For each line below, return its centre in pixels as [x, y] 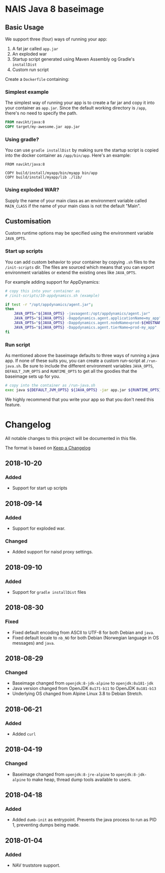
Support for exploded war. [39, 528]
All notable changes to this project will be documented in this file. [71, 438]
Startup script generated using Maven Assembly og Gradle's [73, 59]
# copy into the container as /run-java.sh [50, 385]
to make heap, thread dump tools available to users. [79, 779]
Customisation [28, 221]
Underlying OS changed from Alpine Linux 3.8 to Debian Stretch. [78, 693]
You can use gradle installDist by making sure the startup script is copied [82, 150]
